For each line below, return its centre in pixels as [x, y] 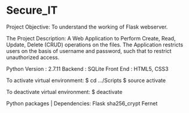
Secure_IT [32, 10]
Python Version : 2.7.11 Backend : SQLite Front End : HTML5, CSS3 [87, 68]
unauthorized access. [33, 57]
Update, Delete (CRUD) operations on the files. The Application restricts [95, 45]
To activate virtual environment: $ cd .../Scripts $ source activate [86, 80]
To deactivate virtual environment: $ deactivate [64, 92]
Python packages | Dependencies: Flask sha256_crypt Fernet [82, 103]
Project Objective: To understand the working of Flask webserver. [87, 27]
